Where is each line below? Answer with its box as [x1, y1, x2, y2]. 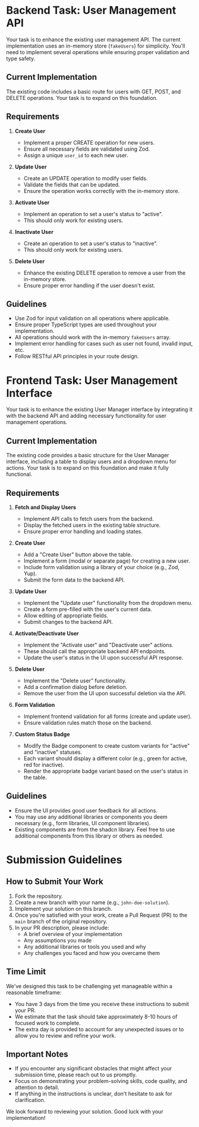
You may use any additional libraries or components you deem [14, 813, 168, 820]
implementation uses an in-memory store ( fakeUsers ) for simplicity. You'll [6, 42, 185, 49]
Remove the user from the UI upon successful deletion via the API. [23, 689, 187, 697]
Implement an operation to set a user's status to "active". [23, 210, 163, 217]
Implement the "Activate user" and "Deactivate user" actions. [23, 641, 173, 648]
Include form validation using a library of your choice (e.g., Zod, [23, 563, 180, 570]
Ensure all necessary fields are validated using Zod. [23, 145, 150, 152]
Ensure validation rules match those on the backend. [23, 719, 153, 726]
